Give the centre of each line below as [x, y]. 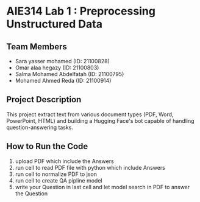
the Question [31, 193]
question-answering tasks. [40, 127]
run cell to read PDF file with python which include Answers [90, 167]
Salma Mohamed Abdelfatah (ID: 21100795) [70, 74]
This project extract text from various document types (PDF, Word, [90, 114]
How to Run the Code [47, 146]
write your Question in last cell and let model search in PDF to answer [102, 187]
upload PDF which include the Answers [64, 161]
